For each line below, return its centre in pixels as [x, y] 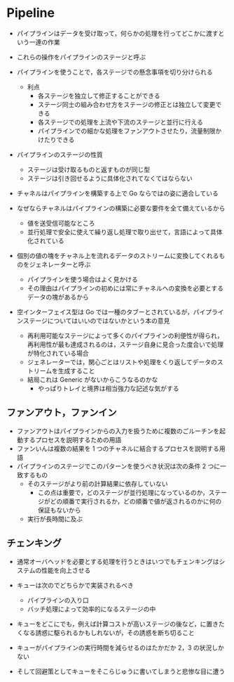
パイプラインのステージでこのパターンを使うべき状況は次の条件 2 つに [118, 466]
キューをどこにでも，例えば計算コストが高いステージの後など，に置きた [121, 624]
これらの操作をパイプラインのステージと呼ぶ [81, 57]
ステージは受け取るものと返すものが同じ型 [89, 169]
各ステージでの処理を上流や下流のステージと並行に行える [121, 122]
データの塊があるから [58, 297]
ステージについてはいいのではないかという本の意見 [96, 321]
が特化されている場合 [58, 353]
